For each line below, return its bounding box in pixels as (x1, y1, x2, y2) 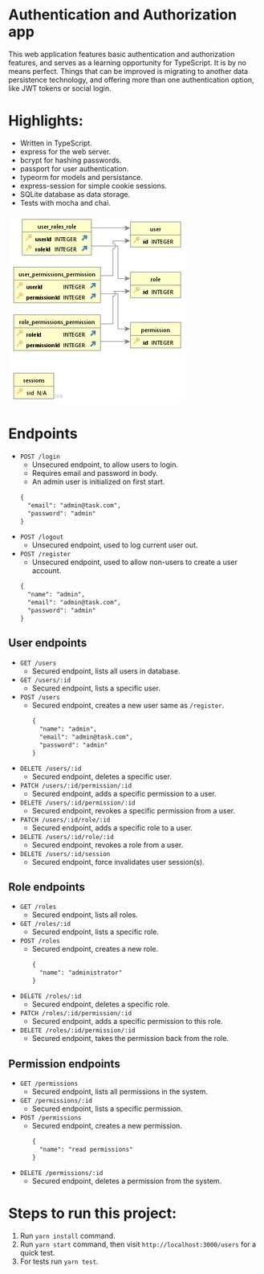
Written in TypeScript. (19, 138, 92, 148)
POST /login (19, 453, 60, 461)
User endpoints (8, 637, 87, 650)
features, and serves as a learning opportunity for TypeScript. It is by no (8, 58, 247, 68)
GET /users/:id (19, 676, 71, 684)
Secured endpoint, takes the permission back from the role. (31, 1034, 229, 1043)
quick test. (19, 1248, 55, 1258)
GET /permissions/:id (19, 1097, 92, 1105)
